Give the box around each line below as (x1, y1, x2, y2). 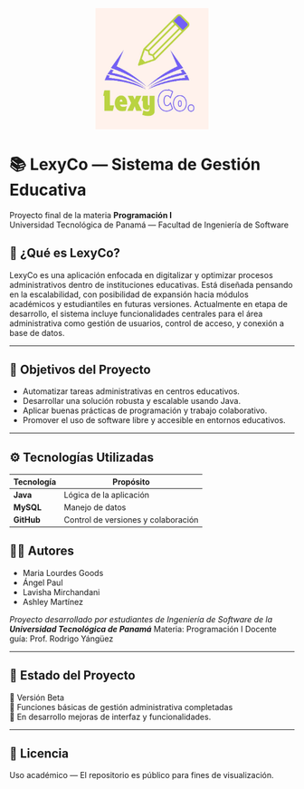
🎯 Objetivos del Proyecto (9, 362, 151, 377)
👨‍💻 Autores (9, 544, 74, 559)
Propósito (112, 476, 150, 487)
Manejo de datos (63, 502, 127, 513)
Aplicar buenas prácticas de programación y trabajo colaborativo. (22, 405, 268, 416)
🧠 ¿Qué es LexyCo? (9, 245, 120, 261)
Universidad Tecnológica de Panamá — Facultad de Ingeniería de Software (9, 219, 290, 230)
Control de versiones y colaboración (63, 515, 199, 525)
